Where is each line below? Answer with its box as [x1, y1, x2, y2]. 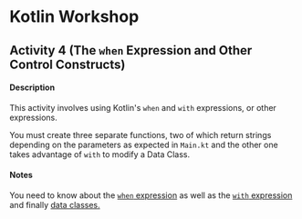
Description [9, 82, 56, 93]
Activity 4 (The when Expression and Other [9, 43, 253, 58]
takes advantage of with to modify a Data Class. [9, 148, 190, 160]
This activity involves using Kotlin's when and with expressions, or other [9, 102, 276, 113]
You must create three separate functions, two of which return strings [9, 129, 272, 140]
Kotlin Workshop [9, 6, 140, 27]
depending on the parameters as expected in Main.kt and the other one [9, 139, 278, 150]
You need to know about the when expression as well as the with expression [9, 189, 293, 201]
